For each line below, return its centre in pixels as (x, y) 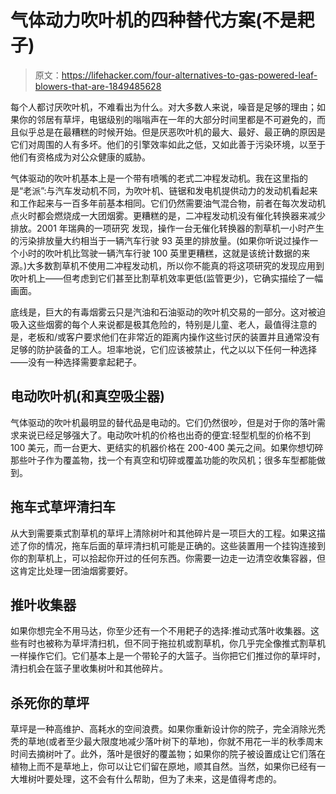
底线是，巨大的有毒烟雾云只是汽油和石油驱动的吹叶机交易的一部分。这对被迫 (168, 312)
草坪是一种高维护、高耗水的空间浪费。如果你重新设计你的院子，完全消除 (159, 729)
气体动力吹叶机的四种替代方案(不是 (154, 20)
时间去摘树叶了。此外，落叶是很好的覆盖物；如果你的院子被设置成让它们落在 (168, 754)
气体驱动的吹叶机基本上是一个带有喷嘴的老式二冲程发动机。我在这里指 (155, 178)
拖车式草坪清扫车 (63, 507)
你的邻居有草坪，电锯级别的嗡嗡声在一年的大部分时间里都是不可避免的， (167, 119)
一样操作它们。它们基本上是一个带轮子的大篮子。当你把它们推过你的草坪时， (168, 656)
